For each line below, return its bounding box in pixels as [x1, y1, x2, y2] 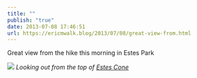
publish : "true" [7, 17, 54, 24]
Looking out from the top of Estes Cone [15, 63, 129, 72]
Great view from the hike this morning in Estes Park [7, 49, 155, 57]
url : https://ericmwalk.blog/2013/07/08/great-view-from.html [7, 29, 191, 37]
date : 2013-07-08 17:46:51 [7, 23, 86, 30]
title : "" [7, 10, 36, 17]
